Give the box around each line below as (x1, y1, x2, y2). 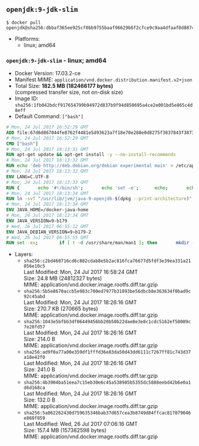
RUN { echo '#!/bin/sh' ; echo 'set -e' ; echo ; (6, 184, 168, 191)
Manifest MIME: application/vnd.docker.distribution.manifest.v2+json (14, 76, 192, 83)
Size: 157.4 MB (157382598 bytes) (23, 427, 107, 434)
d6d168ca (23, 385, 46, 391)
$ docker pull (6, 20, 41, 26)
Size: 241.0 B (23, 366, 56, 373)
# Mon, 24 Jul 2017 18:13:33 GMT (6, 179, 89, 185)
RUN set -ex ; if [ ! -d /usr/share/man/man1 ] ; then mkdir (6, 240, 190, 246)
